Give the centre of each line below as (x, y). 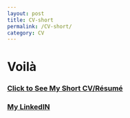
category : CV (26, 33)
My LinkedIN (29, 107)
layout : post (26, 13)
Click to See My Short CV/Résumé (65, 88)
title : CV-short (30, 20)
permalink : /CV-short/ (40, 26)
